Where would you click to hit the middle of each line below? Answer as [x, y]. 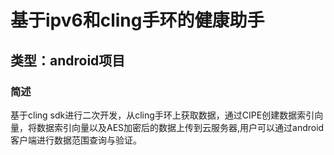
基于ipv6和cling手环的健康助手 [137, 20]
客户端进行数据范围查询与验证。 [76, 140]
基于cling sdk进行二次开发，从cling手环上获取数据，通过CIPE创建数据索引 [162, 115]
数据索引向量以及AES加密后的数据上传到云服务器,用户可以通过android [180, 127]
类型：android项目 [68, 60]
